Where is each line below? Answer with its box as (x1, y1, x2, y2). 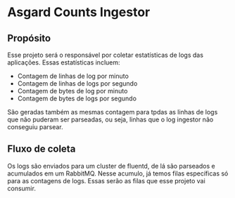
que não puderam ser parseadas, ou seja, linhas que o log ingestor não (7, 115, 214, 124)
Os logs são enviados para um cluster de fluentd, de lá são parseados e (7, 161, 216, 170)
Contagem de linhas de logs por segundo (17, 79, 138, 88)
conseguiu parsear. (7, 123, 63, 131)
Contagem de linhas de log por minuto (17, 72, 129, 80)
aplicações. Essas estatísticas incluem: (7, 58, 121, 67)
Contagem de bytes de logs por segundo (17, 94, 137, 103)
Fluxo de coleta (7, 143, 76, 155)
